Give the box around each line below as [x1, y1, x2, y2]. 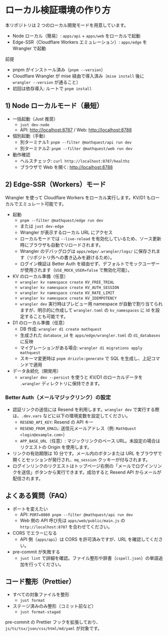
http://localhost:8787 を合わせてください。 [20, 524, 113, 530]
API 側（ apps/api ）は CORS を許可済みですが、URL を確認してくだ [20, 536, 159, 542]
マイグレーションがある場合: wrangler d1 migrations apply [20, 345, 143, 351]
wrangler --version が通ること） [12, 79, 81, 85]
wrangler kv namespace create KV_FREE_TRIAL [20, 279, 115, 285]
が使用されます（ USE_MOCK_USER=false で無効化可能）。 [20, 267, 132, 273]
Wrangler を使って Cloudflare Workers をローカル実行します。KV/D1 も [5, 194, 151, 201]
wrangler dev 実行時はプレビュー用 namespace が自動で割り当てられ [20, 300, 163, 306]
